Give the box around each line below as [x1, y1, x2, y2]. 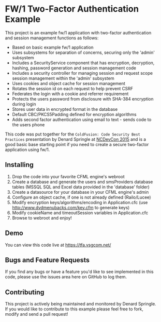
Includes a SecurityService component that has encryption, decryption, [12, 60, 155, 66]
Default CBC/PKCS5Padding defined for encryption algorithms [12, 111, 137, 117]
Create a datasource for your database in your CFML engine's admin [12, 189, 149, 195]
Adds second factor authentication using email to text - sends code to [12, 117, 151, 122]
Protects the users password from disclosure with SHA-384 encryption [12, 96, 154, 102]
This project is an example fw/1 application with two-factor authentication [5, 30, 151, 35]
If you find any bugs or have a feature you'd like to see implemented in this [5, 269, 154, 275]
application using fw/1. [5, 147, 50, 153]
